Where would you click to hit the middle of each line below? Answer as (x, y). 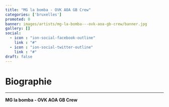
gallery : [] (18, 29)
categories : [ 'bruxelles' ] (33, 15)
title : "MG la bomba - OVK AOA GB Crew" (48, 10)
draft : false (19, 57)
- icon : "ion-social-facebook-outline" (53, 38)
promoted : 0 (18, 19)
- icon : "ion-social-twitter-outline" (52, 47)
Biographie (28, 81)
